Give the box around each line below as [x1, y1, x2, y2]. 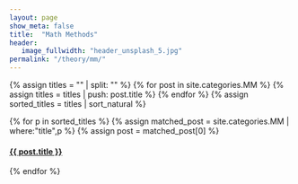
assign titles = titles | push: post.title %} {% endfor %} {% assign [9, 89, 249, 100]
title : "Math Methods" [9, 30, 99, 39]
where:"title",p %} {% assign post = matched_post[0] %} [9, 126, 220, 136]
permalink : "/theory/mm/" [9, 55, 106, 64]
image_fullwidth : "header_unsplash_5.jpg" [21, 47, 182, 56]
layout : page [9, 13, 58, 22]
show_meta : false [9, 22, 74, 31]
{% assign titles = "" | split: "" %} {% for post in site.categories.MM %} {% [9, 80, 285, 90]
